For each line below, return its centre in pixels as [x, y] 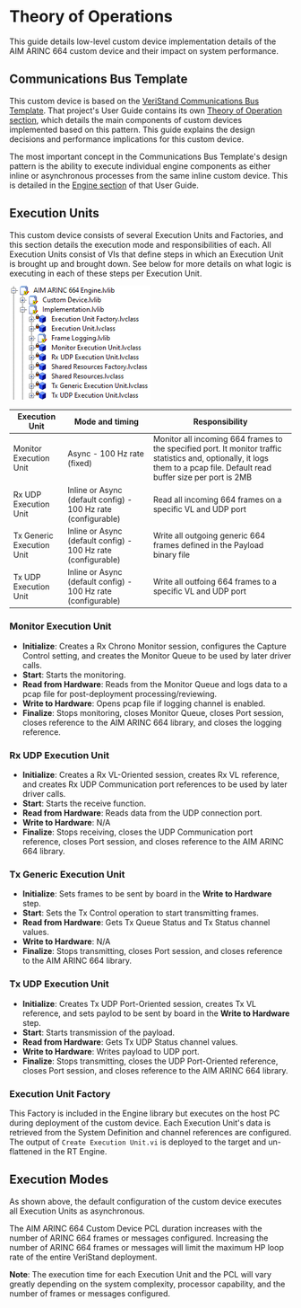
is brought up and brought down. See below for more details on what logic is [150, 263]
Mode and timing [106, 421]
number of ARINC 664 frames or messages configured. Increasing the [139, 1238]
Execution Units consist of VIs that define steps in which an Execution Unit [146, 254]
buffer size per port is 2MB [202, 477]
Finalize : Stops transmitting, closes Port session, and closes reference [152, 951]
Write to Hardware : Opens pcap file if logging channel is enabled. [144, 703]
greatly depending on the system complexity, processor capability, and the [147, 1284]
